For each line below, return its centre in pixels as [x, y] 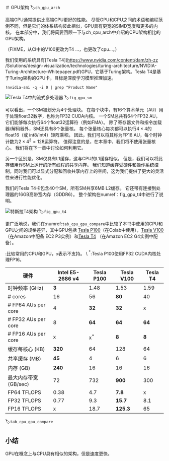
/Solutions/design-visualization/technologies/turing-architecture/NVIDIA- [81, 65]
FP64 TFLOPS [24, 392]
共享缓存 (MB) [24, 359]
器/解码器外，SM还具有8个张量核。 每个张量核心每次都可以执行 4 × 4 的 [78, 128]
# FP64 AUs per [27, 305]
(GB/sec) [18, 384]
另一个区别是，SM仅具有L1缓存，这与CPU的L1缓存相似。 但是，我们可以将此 [84, 158]
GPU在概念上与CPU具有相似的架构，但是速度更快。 [59, 454]
